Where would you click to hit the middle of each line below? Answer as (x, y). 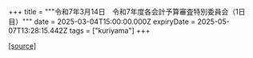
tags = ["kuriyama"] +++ (110, 31)
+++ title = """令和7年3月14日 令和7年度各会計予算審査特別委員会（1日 (127, 12)
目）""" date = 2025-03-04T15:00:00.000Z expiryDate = (102, 21)
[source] (22, 46)
